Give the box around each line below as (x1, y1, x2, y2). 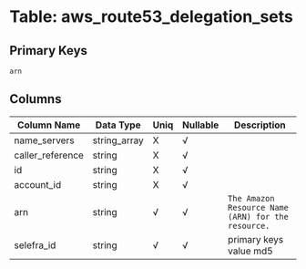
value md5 (227, 244, 273, 257)
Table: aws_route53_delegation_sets (9, 6, 294, 27)
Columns (9, 91, 62, 107)
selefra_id (14, 239, 56, 252)
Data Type (95, 119, 141, 131)
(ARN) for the (227, 212, 289, 222)
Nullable (181, 119, 219, 131)
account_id (14, 178, 62, 191)
